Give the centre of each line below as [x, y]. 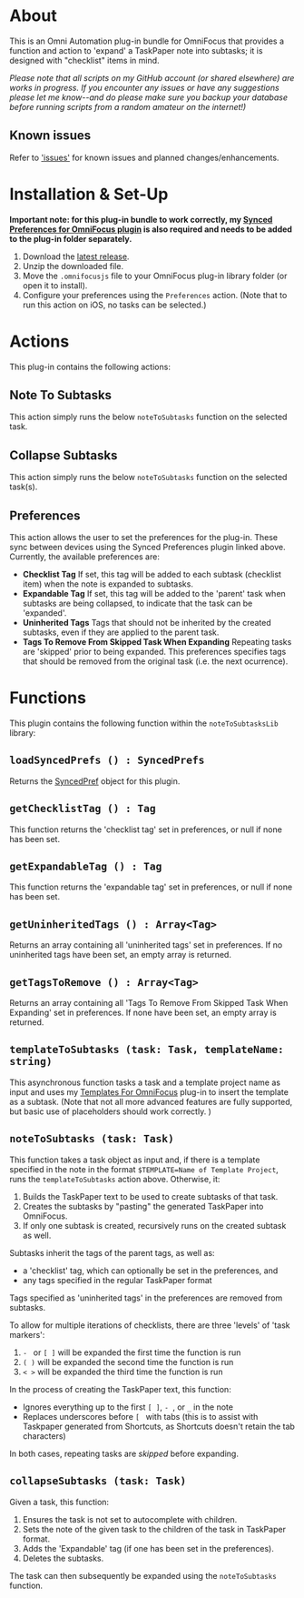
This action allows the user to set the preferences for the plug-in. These [144, 538]
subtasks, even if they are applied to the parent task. [121, 632]
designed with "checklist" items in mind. [85, 60]
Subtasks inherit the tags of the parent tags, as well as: [112, 1252]
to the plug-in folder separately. [71, 238]
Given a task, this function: [59, 1502]
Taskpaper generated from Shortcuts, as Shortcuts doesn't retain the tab [158, 1426]
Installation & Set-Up [89, 194]
